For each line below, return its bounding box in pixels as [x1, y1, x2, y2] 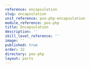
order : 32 [5, 47, 25, 52]
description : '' [5, 29, 38, 34]
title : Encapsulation [5, 25, 49, 30]
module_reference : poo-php [5, 20, 60, 25]
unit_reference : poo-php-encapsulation [5, 16, 86, 21]
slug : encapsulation [5, 11, 47, 16]
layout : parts [5, 56, 34, 61]
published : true [5, 43, 38, 47]
